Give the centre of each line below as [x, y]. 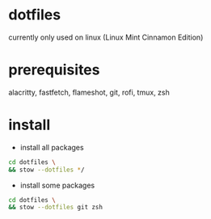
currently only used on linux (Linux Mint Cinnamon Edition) [106, 37]
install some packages [57, 185]
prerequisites [54, 70]
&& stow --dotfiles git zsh [56, 208]
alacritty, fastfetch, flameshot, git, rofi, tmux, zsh [89, 92]
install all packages [52, 147]
